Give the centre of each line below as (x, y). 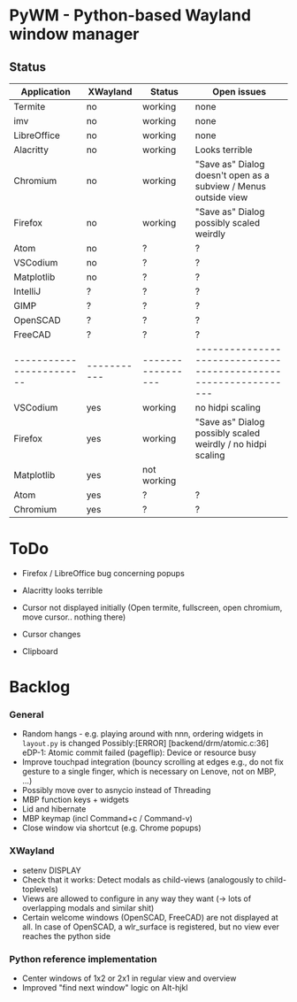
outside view (221, 197)
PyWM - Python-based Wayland (130, 15)
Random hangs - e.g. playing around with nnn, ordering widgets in (142, 734)
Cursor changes (51, 634)
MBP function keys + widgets (76, 800)
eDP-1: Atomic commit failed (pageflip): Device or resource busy (139, 752)
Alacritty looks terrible (62, 590)
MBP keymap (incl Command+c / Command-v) (107, 819)
